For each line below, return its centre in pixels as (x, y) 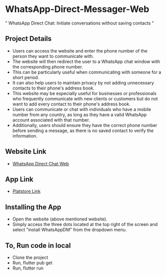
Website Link (26, 152)
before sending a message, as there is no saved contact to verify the (83, 130)
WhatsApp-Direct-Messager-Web (77, 9)
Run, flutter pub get (32, 263)
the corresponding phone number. (48, 66)
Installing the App (33, 207)
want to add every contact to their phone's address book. (71, 104)
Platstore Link (26, 191)
